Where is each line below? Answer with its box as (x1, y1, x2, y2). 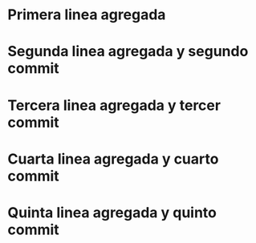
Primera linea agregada (7, 6, 166, 24)
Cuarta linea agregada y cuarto (7, 150, 219, 168)
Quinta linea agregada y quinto (7, 203, 217, 221)
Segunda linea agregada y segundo (7, 43, 249, 61)
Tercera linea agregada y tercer (7, 96, 221, 114)
